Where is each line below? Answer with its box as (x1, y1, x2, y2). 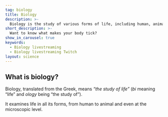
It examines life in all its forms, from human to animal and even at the (5, 101, 146, 107)
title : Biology (5, 12, 37, 17)
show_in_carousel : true (5, 36, 55, 41)
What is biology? (5, 72, 59, 81)
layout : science (5, 54, 39, 59)
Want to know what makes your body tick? (9, 31, 97, 36)
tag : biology (5, 7, 32, 13)
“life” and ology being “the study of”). (5, 91, 82, 97)
